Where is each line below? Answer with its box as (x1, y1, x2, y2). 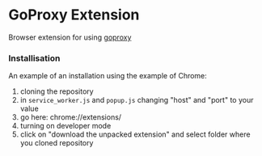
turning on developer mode (19, 121, 112, 131)
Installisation (8, 53, 61, 64)
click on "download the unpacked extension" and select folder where (19, 129, 251, 139)
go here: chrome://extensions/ (19, 112, 122, 122)
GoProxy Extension (8, 6, 140, 24)
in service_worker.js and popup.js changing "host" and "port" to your (19, 95, 254, 105)
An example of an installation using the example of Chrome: (8, 71, 208, 81)
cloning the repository (19, 86, 95, 96)
